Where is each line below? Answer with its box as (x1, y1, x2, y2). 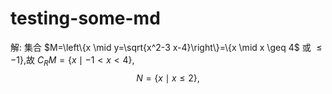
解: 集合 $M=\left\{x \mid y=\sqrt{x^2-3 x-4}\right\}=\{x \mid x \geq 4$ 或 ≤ (10, 41, 323, 53)
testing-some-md (10, 7, 161, 30)
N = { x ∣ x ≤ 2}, (136, 72, 200, 84)
